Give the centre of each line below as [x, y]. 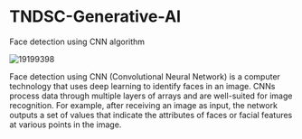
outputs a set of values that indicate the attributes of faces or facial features [151, 115]
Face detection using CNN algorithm [77, 42]
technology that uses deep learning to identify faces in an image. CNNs [142, 86]
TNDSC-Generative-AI [95, 17]
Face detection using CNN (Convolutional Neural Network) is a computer [145, 76]
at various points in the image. [66, 125]
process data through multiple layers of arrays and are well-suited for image [151, 96]
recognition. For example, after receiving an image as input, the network [144, 105]
